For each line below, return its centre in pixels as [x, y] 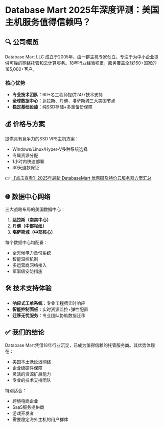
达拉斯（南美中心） [32, 219]
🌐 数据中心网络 [28, 197]
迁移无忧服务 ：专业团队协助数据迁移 [49, 315]
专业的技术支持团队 [32, 380]
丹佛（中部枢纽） [29, 226]
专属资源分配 [25, 156]
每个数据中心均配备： [26, 242]
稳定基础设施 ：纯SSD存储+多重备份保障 [52, 107]
